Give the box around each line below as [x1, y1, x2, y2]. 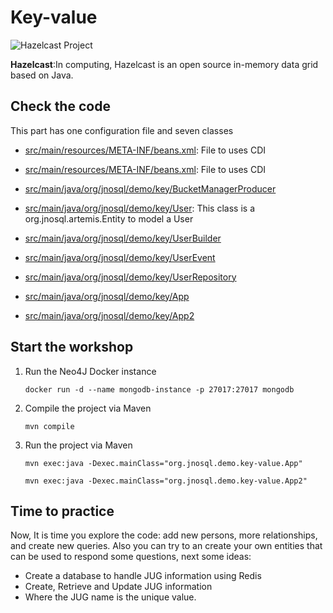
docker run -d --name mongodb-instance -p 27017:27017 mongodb [24, 384, 295, 395]
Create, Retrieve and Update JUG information [24, 581, 213, 593]
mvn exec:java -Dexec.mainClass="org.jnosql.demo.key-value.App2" [24, 476, 308, 486]
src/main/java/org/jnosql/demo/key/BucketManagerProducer [24, 182, 277, 195]
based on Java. [10, 69, 74, 81]
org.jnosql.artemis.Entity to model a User [24, 212, 194, 225]
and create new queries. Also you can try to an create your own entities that [10, 540, 323, 552]
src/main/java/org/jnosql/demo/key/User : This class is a [24, 202, 255, 214]
